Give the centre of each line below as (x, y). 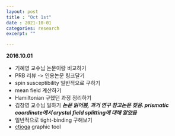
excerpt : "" (21, 34)
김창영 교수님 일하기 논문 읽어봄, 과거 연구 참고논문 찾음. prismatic (92, 105)
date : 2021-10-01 (29, 23)
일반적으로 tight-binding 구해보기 (54, 120)
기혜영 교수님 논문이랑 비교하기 (50, 68)
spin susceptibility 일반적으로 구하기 (58, 83)
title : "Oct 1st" (29, 17)
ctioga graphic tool (38, 127)
